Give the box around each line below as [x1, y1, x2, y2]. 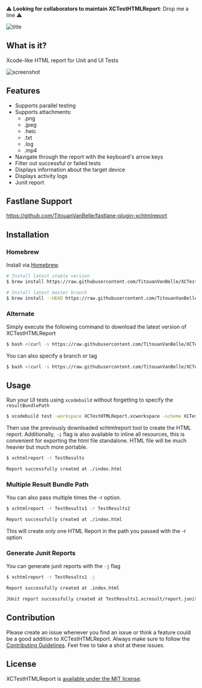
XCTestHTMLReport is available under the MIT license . [6, 675, 142, 682]
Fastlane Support [6, 196, 72, 207]
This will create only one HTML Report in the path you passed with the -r [6, 528, 186, 535]
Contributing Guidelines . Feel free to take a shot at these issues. [6, 642, 165, 649]
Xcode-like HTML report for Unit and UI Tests [6, 57, 119, 64]
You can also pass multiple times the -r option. [6, 494, 121, 501]
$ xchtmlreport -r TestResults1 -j [6, 574, 96, 581]
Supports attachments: [14, 108, 72, 115]
